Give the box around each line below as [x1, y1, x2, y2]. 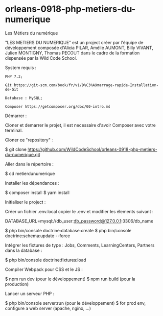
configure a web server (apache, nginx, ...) [5, 305, 92, 311]
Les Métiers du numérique [5, 30, 58, 36]
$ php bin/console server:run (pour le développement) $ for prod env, [5, 300, 146, 306]
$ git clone [5, 146, 27, 152]
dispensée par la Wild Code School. [5, 55, 77, 61]
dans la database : [5, 247, 43, 253]
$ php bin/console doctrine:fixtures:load [5, 257, 87, 263]
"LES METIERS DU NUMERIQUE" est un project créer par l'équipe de [5, 39, 143, 45]
